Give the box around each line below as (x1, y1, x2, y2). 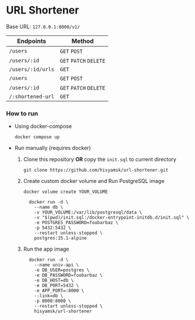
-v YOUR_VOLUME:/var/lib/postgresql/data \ (34, 209, 142, 215)
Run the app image (23, 245, 69, 253)
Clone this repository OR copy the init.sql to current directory (23, 156, 177, 163)
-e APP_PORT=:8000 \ (34, 288, 85, 294)
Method (71, 36, 94, 45)
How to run (6, 109, 38, 118)
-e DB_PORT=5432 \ (34, 283, 79, 289)
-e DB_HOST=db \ (34, 278, 74, 284)
